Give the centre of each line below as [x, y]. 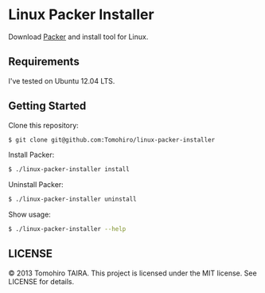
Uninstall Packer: [36, 185]
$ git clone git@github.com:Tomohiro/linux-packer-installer [112, 140]
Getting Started [47, 106]
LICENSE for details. [41, 281]
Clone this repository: [44, 125]
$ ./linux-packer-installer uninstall [72, 199]
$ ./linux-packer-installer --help [67, 229]
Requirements [44, 62]
